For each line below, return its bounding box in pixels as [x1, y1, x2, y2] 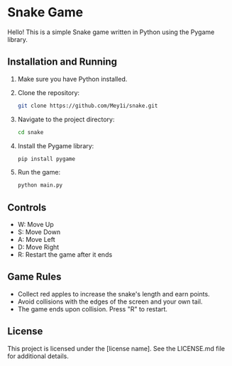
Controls [7, 201, 47, 213]
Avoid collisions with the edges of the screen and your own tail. [17, 297, 203, 306]
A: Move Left [17, 235, 55, 244]
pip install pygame [17, 155, 76, 162]
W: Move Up [17, 221, 55, 229]
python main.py [17, 182, 63, 189]
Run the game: [17, 168, 61, 177]
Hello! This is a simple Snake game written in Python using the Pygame [7, 28, 215, 36]
